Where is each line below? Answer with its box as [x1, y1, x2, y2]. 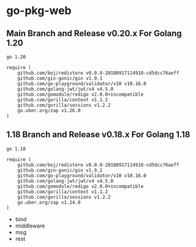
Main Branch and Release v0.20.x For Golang [6, 28, 182, 39]
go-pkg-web [6, 4, 72, 18]
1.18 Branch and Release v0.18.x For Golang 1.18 [6, 129, 190, 140]
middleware [15, 222, 45, 229]
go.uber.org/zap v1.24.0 [17, 199, 81, 205]
